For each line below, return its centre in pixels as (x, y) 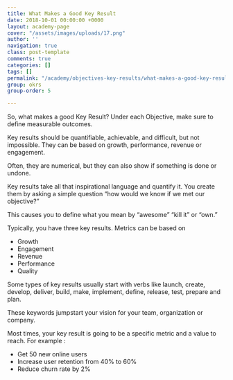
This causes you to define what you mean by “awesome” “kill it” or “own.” (112, 215)
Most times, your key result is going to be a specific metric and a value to (112, 334)
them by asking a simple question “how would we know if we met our (106, 194)
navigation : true (32, 46)
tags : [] (20, 71)
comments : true (29, 59)
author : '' (23, 40)
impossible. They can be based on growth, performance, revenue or (105, 145)
